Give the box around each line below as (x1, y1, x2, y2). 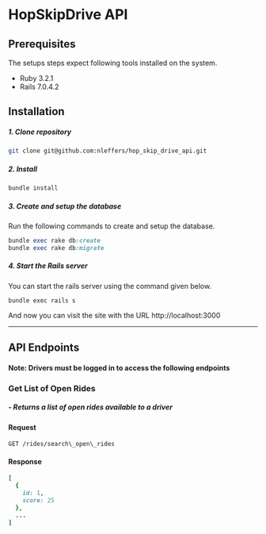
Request (8, 422, 37, 432)
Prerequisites (8, 37, 76, 51)
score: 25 (22, 497, 55, 505)
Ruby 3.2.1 (19, 74, 54, 83)
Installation (8, 105, 65, 118)
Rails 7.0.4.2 (19, 82, 59, 91)
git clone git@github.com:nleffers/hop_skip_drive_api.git (8, 147, 207, 156)
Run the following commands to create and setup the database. (8, 221, 215, 231)
